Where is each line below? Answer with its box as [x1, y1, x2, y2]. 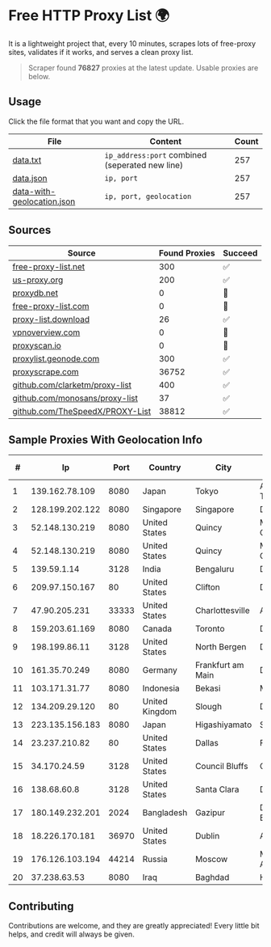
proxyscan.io [12, 340, 62, 351]
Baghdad [194, 872, 230, 883]
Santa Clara [194, 784, 240, 795]
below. [27, 71, 51, 81]
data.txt [12, 154, 42, 166]
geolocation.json [12, 196, 76, 207]
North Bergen [194, 641, 247, 653]
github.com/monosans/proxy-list [12, 392, 139, 404]
